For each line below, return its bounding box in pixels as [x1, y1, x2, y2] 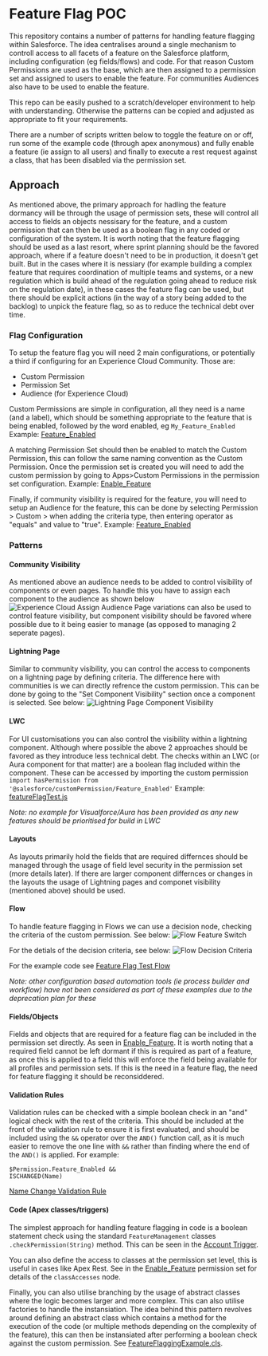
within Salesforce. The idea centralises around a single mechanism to [9, 39, 237, 49]
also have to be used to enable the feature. [9, 81, 150, 92]
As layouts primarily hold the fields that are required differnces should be [9, 851, 249, 861]
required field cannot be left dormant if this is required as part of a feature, [9, 1047, 254, 1056]
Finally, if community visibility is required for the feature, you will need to [9, 495, 247, 504]
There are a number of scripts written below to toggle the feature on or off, [9, 129, 254, 140]
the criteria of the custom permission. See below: [9, 930, 170, 940]
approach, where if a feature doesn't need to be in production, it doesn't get [9, 250, 258, 260]
